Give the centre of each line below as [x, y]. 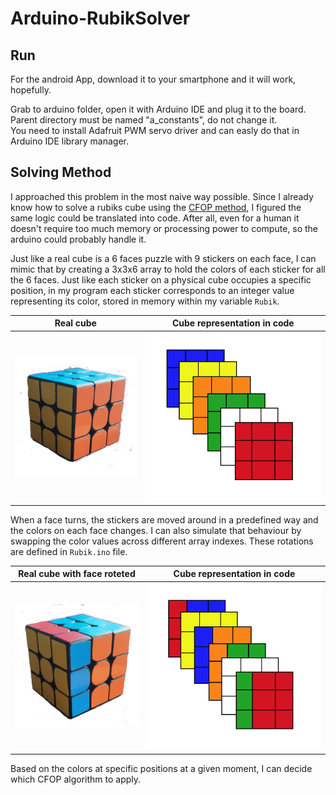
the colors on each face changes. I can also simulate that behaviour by [156, 530]
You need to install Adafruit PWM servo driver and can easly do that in [155, 130]
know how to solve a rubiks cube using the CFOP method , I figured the [156, 207]
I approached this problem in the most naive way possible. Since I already [162, 196]
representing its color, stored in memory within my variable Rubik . [145, 301]
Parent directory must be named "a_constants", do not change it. [144, 120]
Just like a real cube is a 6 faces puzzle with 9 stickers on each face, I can [163, 258]
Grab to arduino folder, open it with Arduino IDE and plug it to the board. [158, 109]
